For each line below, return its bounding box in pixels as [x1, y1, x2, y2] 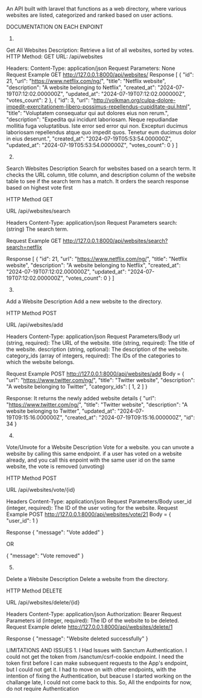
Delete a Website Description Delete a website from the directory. [6, 576, 169, 582]
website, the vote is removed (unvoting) [6, 463, 105, 470]
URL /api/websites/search [6, 207, 71, 215]
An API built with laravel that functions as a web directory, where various [6, 5, 187, 12]
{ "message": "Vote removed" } [6, 552, 84, 559]
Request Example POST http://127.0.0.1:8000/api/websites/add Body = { [6, 370, 185, 377]
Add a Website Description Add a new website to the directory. [6, 298, 163, 305]
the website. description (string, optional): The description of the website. [6, 346, 189, 353]
